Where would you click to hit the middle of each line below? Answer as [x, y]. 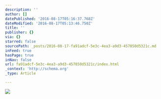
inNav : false [18, 60]
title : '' [15, 28]
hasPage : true [20, 55]
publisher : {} [20, 32]
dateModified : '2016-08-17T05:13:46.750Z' [49, 23]
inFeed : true [18, 50]
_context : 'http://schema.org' [37, 69]
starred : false [21, 42]
